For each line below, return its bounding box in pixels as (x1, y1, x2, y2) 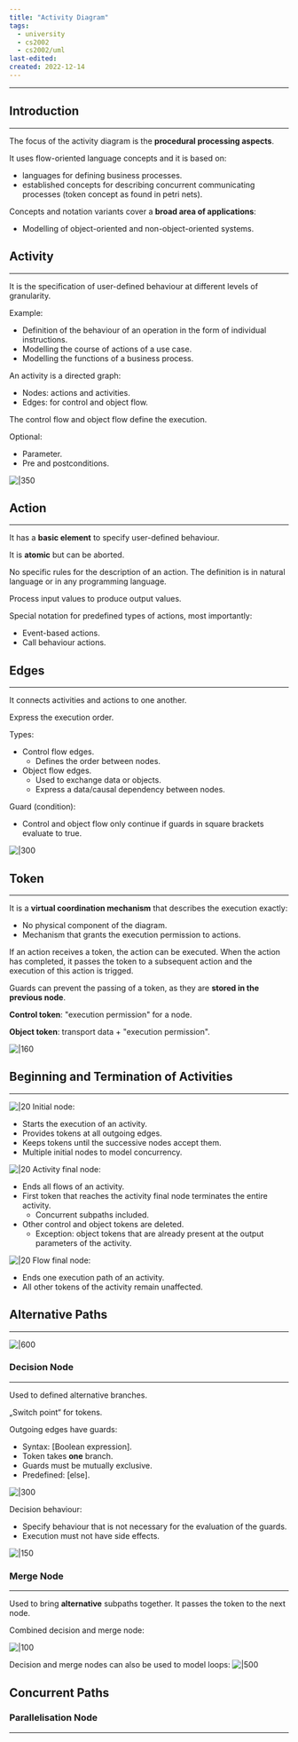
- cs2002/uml (17, 46, 66, 55)
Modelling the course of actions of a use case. (21, 343, 192, 354)
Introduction (9, 104, 80, 119)
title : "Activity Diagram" (9, 12, 109, 22)
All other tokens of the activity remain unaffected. (21, 1281, 204, 1292)
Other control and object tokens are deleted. (21, 1218, 184, 1229)
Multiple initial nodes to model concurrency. (21, 1147, 183, 1157)
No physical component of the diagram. (21, 919, 168, 930)
